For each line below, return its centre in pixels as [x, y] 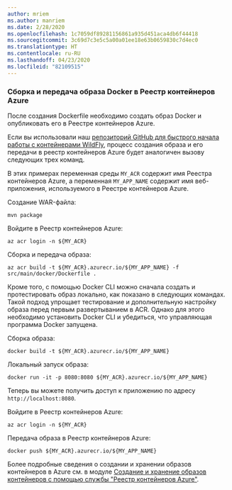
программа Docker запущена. [53, 324]
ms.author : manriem [36, 21]
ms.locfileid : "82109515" [45, 67]
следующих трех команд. [46, 160]
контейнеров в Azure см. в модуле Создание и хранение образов [107, 472]
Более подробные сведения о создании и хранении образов [99, 464]
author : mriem [28, 14]
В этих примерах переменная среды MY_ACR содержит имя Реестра [110, 173]
